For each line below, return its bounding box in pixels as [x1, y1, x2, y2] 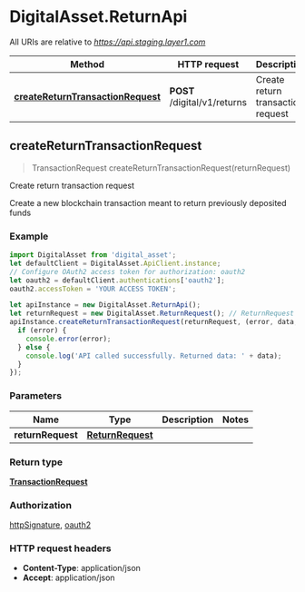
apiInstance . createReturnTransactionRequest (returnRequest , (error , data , [9, 318, 299, 327]
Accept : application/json [22, 572, 115, 583]
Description [162, 413, 214, 426]
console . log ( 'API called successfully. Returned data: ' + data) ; [25, 351, 282, 360]
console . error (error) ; [25, 334, 112, 343]
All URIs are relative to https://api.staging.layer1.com [9, 36, 206, 47]
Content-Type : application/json [22, 563, 141, 574]
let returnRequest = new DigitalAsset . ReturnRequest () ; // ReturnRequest [9, 309, 295, 319]
